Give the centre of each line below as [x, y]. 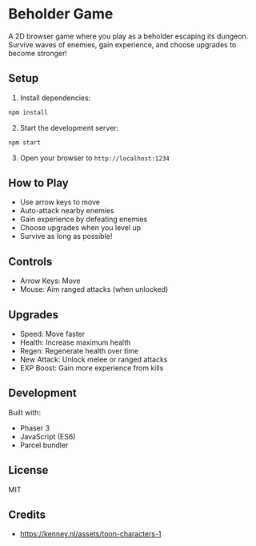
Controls [30, 261]
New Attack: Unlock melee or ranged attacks [94, 359]
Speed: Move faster [52, 334]
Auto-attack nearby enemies [67, 211]
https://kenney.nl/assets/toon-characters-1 [90, 534]
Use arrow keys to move [60, 202]
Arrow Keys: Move [50, 281]
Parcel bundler [44, 445]
